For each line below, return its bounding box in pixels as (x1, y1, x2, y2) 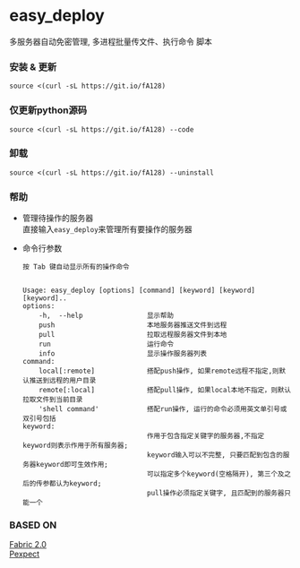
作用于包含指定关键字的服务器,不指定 (146, 432, 265, 441)
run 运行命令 (39, 340, 175, 349)
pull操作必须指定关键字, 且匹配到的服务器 (146, 489, 285, 498)
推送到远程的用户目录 (29, 376, 97, 385)
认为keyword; (56, 479, 102, 488)
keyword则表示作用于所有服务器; (21, 441, 128, 451)
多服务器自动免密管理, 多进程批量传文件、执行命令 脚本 (9, 36, 212, 47)
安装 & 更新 (9, 60, 57, 73)
